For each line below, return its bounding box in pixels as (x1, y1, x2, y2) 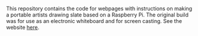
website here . (6, 24, 40, 31)
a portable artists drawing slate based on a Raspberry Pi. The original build (6, 11, 189, 18)
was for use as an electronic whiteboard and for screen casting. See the (6, 18, 183, 24)
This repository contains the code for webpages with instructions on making (6, 5, 193, 12)
